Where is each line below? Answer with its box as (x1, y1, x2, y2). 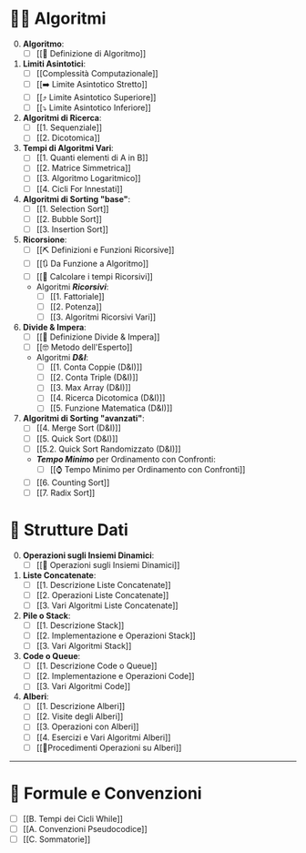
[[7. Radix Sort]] (36, 487, 96, 498)
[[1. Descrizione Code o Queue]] (36, 660, 158, 672)
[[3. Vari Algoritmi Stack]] (36, 641, 132, 652)
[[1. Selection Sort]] (36, 203, 109, 214)
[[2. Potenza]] (49, 300, 103, 312)
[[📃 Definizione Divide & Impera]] (36, 331, 160, 342)
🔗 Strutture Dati (9, 519, 129, 540)
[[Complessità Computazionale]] (36, 68, 158, 78)
